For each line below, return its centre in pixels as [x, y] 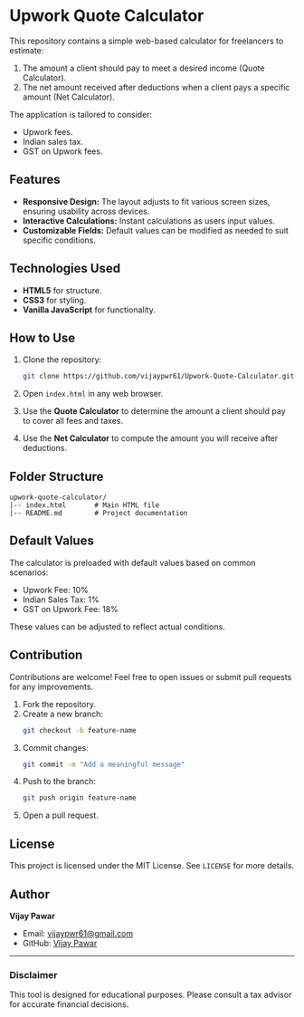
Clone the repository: [62, 360]
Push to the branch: [59, 782]
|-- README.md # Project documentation [99, 513]
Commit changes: [55, 747]
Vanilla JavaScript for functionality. [89, 310]
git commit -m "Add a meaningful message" [104, 764]
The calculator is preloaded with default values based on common [133, 562]
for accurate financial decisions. [69, 1004]
